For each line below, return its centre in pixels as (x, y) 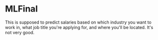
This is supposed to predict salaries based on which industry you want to (78, 22)
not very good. (20, 32)
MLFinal (21, 9)
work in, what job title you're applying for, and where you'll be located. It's (79, 27)
